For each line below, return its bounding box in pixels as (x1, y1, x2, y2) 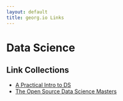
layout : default (6, 9, 48, 15)
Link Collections (6, 65, 69, 75)
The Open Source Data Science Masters (15, 88, 117, 95)
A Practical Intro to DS (15, 81, 72, 88)
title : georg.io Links (6, 15, 64, 21)
